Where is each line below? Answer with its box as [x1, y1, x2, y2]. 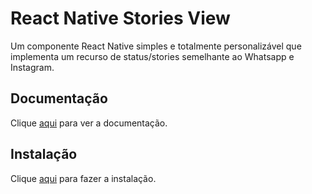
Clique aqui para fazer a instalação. [10, 172, 157, 184]
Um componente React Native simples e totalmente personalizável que [10, 40, 302, 52]
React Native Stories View [10, 7, 231, 30]
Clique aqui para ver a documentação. [10, 117, 168, 129]
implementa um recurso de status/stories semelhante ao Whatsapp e [10, 50, 295, 62]
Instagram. [10, 61, 55, 73]
